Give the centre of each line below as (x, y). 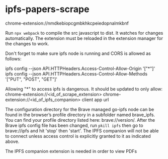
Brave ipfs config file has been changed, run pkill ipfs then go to (74, 125)
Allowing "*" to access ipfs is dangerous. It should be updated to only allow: (84, 89)
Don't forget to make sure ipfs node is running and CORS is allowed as (78, 53)
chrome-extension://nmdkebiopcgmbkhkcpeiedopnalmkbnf (67, 23)
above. (12, 141)
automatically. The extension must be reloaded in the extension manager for (84, 38)
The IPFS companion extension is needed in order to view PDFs (71, 151)
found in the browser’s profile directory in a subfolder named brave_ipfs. (80, 115)
